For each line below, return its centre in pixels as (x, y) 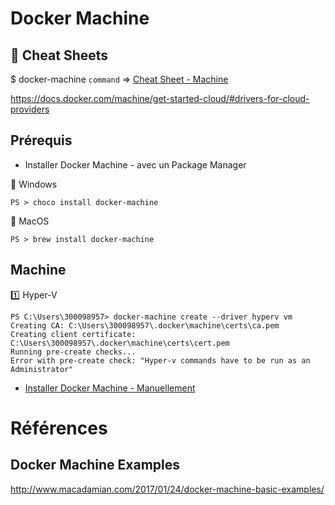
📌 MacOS (30, 221)
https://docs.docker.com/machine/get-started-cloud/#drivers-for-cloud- (160, 98)
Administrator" (42, 369)
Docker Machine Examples (95, 465)
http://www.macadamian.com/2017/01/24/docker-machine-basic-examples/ (167, 489)
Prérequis (41, 140)
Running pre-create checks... (73, 352)
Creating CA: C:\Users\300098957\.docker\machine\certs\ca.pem (145, 325)
